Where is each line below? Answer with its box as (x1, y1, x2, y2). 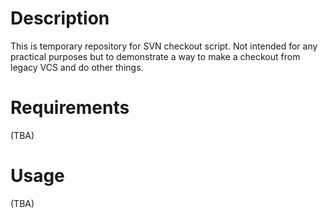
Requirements (10, 97, 130, 119)
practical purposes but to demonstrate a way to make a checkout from (10, 50, 301, 62)
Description (10, 7, 110, 30)
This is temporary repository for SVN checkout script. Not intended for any (10, 40, 318, 52)
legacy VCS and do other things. (10, 61, 144, 73)
